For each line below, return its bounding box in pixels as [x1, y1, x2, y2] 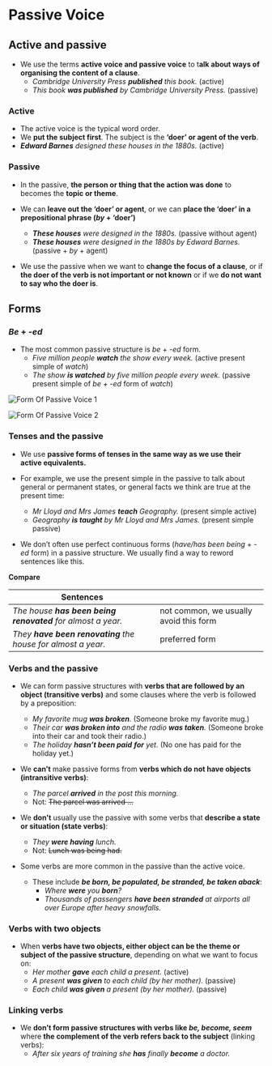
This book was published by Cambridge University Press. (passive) [32, 85, 259, 95]
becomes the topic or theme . [19, 188, 119, 198]
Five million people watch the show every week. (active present [32, 353, 245, 363]
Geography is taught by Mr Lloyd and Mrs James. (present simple [32, 514, 254, 524]
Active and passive [8, 38, 107, 52]
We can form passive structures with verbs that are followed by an [19, 680, 245, 690]
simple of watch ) [32, 362, 89, 372]
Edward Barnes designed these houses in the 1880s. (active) [19, 141, 225, 151]
